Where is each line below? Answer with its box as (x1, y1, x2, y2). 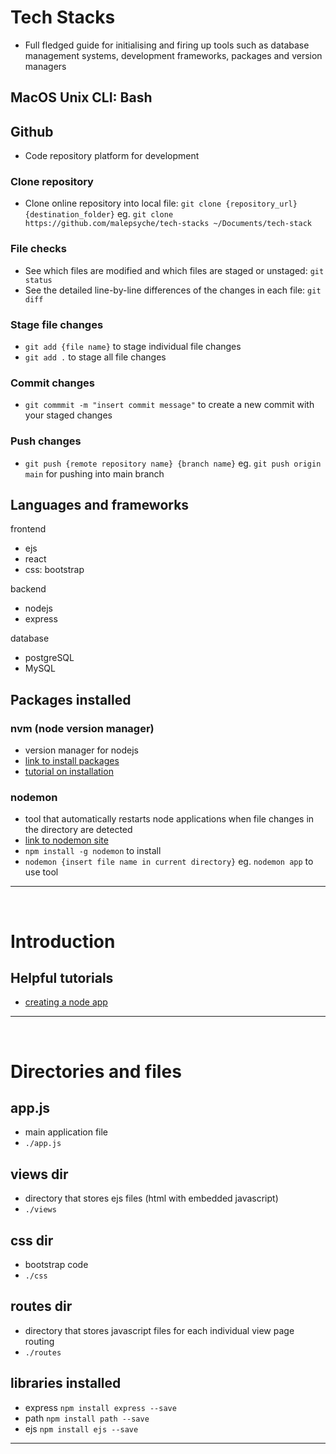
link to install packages (24, 755, 120, 767)
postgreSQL (24, 652, 75, 664)
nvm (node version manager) (10, 721, 155, 735)
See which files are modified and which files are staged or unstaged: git (24, 264, 325, 276)
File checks (10, 242, 67, 256)
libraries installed (10, 1375, 122, 1392)
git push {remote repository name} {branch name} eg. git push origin (24, 457, 322, 469)
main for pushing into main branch (24, 467, 165, 480)
